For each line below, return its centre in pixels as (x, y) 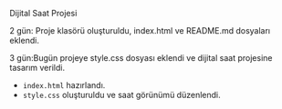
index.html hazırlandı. (64, 85)
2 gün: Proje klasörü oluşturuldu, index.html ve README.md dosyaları (140, 30)
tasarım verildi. (37, 68)
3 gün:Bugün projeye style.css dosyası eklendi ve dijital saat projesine (141, 58)
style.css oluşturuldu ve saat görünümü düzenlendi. (121, 95)
